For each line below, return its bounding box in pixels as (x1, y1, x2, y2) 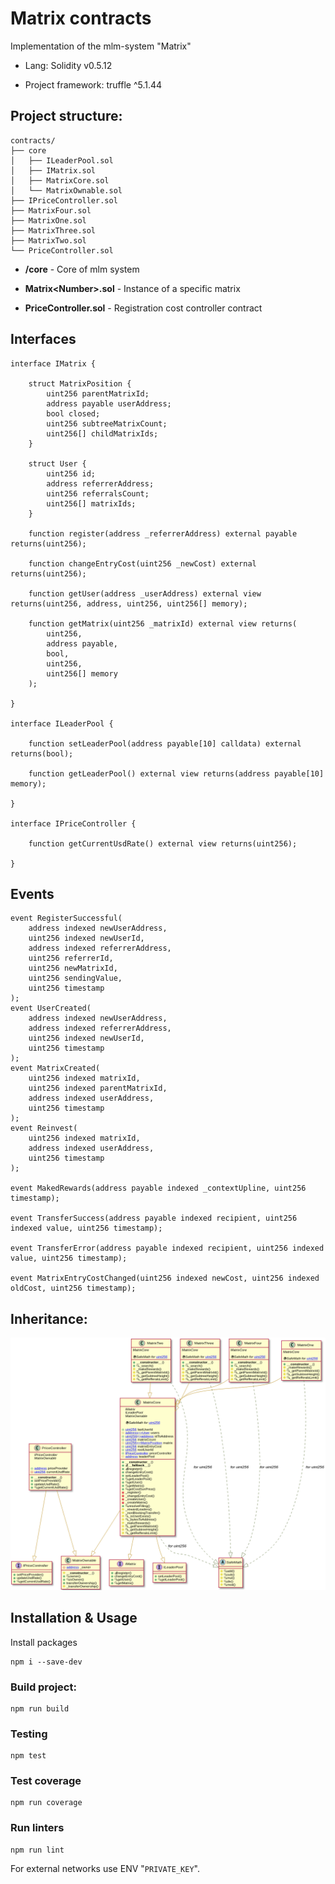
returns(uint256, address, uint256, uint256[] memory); (10, 598, 248, 609)
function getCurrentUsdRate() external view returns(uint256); (28, 838, 298, 849)
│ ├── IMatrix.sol (10, 165, 97, 176)
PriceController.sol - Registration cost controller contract (24, 302, 263, 314)
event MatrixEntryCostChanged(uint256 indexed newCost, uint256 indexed (10, 1273, 320, 1284)
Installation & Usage (10, 1610, 138, 1627)
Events (10, 885, 55, 902)
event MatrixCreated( (10, 1063, 101, 1074)
